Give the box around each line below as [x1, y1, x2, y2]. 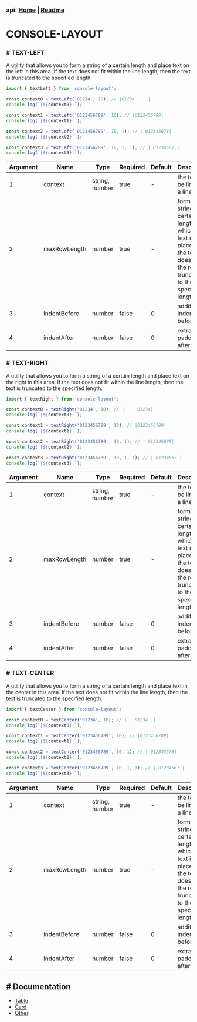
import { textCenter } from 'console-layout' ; [6, 706, 122, 712]
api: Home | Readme [6, 6, 65, 14]
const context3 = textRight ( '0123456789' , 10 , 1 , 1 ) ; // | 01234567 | [6, 455, 182, 460]
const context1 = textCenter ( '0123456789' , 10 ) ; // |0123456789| [6, 733, 169, 739]
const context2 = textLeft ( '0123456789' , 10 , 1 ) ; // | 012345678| [6, 128, 172, 135]
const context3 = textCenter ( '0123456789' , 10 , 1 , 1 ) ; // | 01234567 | [6, 765, 185, 771]
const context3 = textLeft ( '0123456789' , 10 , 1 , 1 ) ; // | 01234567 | [6, 144, 180, 150]
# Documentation [6, 981, 72, 992]
